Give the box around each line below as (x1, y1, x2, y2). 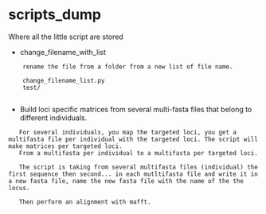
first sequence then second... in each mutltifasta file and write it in (8, 169, 259, 178)
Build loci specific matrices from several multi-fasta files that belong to (19, 104, 252, 114)
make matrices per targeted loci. (8, 142, 123, 150)
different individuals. (19, 113, 88, 123)
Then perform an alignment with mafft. (18, 197, 151, 206)
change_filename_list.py (22, 76, 105, 84)
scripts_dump (8, 6, 102, 24)
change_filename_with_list (19, 47, 106, 56)
